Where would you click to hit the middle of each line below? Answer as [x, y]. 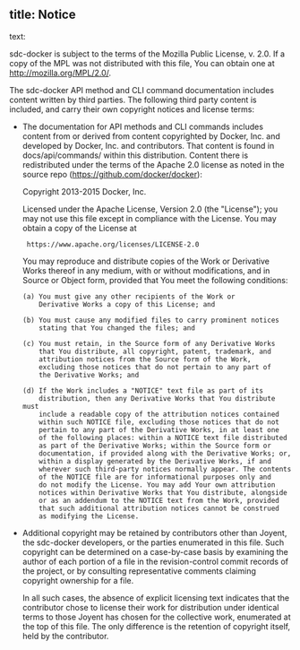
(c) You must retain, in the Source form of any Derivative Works [149, 343]
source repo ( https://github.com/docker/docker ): [112, 174]
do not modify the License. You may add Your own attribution [157, 485]
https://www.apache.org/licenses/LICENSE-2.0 [113, 244]
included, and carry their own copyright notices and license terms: [132, 109]
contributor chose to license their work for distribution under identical [150, 607]
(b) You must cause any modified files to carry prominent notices [150, 320]
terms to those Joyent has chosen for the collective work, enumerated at [156, 617]
